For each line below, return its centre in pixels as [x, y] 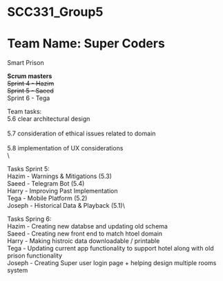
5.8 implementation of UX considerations [65, 148]
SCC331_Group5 [55, 12]
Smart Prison [26, 63]
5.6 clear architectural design [49, 119]
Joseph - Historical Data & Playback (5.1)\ [66, 206]
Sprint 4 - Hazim [31, 84]
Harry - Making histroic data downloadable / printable [84, 241]
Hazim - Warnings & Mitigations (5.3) [60, 176]
